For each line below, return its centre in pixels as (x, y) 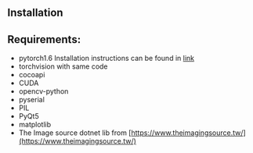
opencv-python (43, 91)
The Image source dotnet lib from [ (75, 133)
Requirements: (44, 39)
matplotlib (35, 125)
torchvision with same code (63, 66)
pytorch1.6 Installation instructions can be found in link (107, 59)
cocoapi (32, 75)
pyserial (31, 100)
